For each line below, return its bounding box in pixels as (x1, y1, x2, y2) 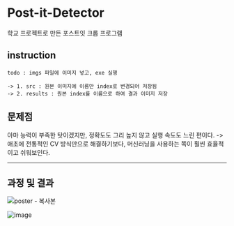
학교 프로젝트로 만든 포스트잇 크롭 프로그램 (7, 29, 123, 37)
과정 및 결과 (7, 176, 54, 189)
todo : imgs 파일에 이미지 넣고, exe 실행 (7, 69, 118, 76)
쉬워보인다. (19, 148, 51, 156)
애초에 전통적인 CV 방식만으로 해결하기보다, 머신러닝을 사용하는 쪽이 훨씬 (7, 140, 205, 148)
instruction (7, 50, 56, 61)
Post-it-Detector (7, 5, 104, 21)
